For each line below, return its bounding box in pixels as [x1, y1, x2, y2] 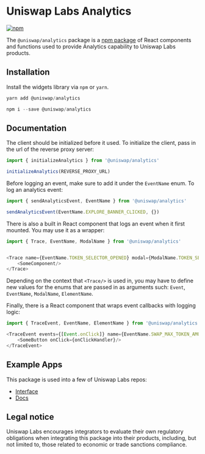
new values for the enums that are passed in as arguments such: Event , [6, 284, 186, 291]
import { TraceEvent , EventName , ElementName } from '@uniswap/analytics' [6, 320, 201, 326]
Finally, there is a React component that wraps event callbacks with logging [6, 302, 196, 309]
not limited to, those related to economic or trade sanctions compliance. [6, 441, 187, 449]
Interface [15, 387, 38, 395]
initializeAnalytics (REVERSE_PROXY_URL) [6, 169, 111, 175]
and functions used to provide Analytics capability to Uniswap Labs [6, 43, 176, 50]
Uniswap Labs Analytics [6, 4, 132, 18]
